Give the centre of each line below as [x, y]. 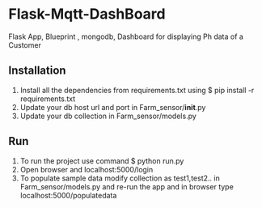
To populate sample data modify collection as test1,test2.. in [120, 178]
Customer [25, 45]
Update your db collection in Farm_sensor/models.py [108, 116]
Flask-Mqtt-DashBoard [87, 14]
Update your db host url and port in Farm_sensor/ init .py [113, 107]
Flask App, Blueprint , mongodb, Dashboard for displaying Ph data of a [126, 36]
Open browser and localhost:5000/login [87, 169]
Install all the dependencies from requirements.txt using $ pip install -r [137, 90]
